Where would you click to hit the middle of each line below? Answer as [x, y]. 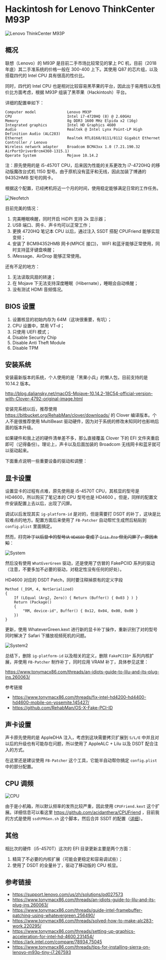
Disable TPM [25, 348]
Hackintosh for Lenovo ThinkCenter [80, 9]
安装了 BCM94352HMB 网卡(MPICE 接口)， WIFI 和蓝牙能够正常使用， [84, 243]
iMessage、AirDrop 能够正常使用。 [48, 256]
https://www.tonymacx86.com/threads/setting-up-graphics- [74, 931]
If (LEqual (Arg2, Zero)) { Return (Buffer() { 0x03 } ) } [76, 598]
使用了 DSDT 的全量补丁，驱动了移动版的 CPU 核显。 [66, 865]
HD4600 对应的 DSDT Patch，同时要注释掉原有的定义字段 [64, 580]
